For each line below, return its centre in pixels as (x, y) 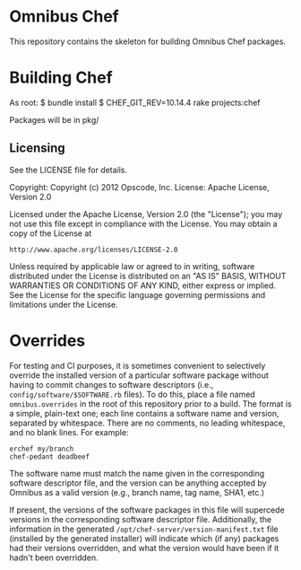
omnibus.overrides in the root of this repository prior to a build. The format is (150, 403)
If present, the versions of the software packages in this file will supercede (147, 510)
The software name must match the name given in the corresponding (137, 473)
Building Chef (61, 78)
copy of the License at (51, 233)
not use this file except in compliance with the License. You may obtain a (143, 224)
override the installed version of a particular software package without (139, 375)
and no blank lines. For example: (69, 432)
